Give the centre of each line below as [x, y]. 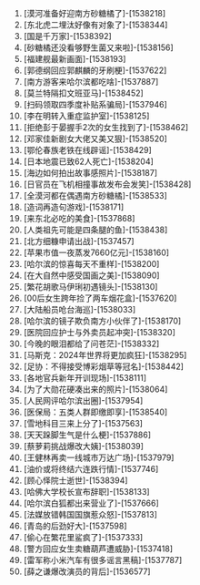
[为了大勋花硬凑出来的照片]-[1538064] [95, 389]
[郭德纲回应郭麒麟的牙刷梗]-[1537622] [95, 70]
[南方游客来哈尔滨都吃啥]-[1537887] [91, 82]
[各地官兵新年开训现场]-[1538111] [85, 378]
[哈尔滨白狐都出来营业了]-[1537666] [91, 503]
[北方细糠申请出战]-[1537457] [79, 241]
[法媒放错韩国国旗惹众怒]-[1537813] [90, 514]
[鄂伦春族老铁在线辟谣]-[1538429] [88, 150]
